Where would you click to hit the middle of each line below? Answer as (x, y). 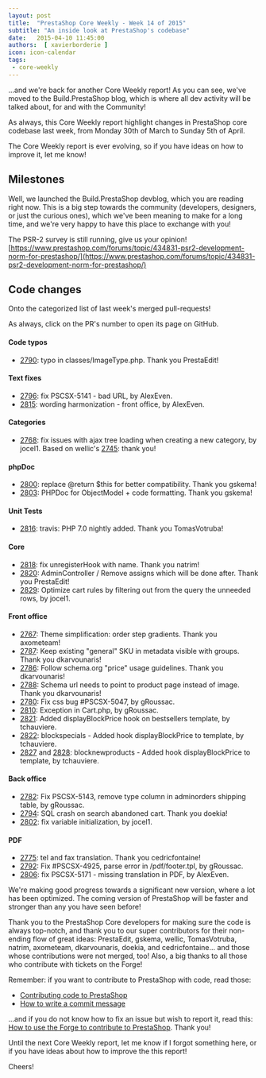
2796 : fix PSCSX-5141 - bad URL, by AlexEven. (96, 396)
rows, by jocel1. (45, 598)
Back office (27, 779)
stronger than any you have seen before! (75, 907)
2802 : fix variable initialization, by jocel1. (86, 822)
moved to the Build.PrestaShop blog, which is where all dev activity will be (130, 98)
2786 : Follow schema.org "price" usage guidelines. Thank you (121, 667)
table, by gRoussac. (52, 805)
